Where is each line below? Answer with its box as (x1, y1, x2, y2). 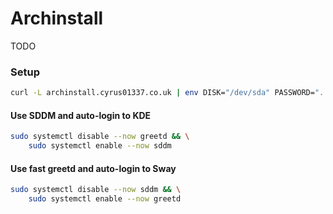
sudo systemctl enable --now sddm (28, 141, 172, 151)
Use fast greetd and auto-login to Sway (10, 162, 177, 174)
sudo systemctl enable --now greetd (28, 194, 182, 204)
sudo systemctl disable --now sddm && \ (10, 185, 182, 195)
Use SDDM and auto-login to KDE (10, 109, 152, 121)
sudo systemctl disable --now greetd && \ (10, 132, 190, 142)
